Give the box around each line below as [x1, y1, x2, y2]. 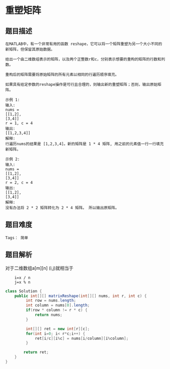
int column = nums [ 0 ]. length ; [25, 303, 90, 308]
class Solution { [5, 288, 42, 294]
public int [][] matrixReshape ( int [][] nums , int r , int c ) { [14, 293, 147, 298]
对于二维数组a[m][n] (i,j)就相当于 [5, 265, 74, 271]
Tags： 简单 [5, 235, 29, 240]
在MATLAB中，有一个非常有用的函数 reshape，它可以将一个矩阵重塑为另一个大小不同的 [5, 41, 162, 47]
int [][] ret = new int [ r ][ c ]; [25, 326, 90, 331]
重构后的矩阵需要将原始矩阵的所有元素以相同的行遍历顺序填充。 [5, 72, 119, 77]
